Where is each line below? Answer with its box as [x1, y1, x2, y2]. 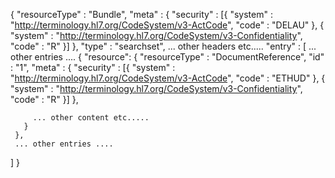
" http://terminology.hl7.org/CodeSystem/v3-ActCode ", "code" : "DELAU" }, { [10, 19, 325, 31]
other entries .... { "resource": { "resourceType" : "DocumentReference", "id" [10, 51, 325, 63]
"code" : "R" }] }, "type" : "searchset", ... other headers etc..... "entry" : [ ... [10, 40, 317, 52]
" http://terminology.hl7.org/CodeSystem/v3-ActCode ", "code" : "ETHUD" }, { [10, 72, 326, 84]
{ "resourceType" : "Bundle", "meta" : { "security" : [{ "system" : [10, 9, 273, 20]
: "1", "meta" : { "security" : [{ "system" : [10, 62, 176, 73]
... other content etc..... [32, 113, 150, 123]
